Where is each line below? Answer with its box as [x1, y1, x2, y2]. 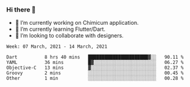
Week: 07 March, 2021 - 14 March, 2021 [6, 43, 108, 50]
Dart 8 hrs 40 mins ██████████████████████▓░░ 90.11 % [6, 54, 184, 60]
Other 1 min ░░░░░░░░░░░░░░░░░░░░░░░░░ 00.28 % [6, 76, 184, 82]
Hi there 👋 [6, 5, 37, 14]
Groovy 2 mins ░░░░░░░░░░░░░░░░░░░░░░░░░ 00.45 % [6, 70, 184, 76]
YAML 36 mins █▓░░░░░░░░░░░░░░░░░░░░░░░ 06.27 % [6, 60, 184, 66]
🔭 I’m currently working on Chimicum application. [15, 19, 139, 27]
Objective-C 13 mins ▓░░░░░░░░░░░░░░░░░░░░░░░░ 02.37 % [6, 65, 184, 71]
